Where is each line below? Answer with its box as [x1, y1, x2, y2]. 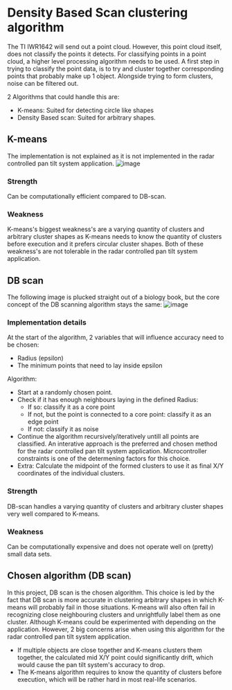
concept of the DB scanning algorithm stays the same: [7, 300, 163, 309]
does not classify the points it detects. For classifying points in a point [7, 50, 206, 58]
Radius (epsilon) [17, 354, 64, 363]
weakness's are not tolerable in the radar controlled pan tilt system [7, 247, 198, 255]
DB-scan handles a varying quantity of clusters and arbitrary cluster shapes [7, 502, 224, 510]
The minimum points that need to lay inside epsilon [17, 361, 163, 370]
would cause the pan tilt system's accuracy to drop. [17, 660, 166, 669]
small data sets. [7, 550, 52, 559]
